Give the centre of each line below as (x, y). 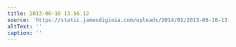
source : (19, 20)
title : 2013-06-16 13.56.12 (48, 13)
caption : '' (25, 33)
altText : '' (25, 26)
